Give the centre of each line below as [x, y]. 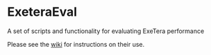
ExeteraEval [42, 12]
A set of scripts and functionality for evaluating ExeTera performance [106, 31]
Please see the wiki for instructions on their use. [76, 44]
